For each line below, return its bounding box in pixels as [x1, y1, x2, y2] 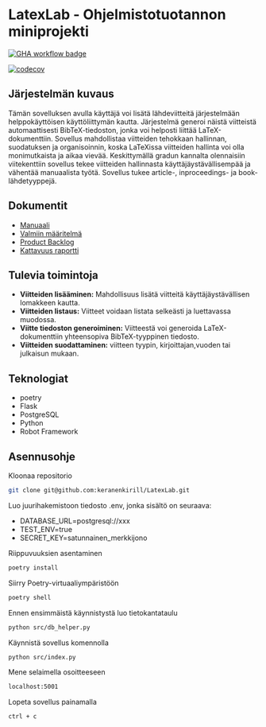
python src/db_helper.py [8, 623, 91, 632]
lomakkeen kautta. [19, 298, 81, 308]
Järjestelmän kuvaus [8, 87, 115, 101]
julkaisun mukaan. [19, 348, 79, 359]
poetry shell [8, 593, 52, 601]
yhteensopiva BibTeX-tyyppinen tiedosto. [64, 332, 200, 341]
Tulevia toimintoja [8, 268, 99, 282]
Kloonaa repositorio [8, 471, 73, 480]
